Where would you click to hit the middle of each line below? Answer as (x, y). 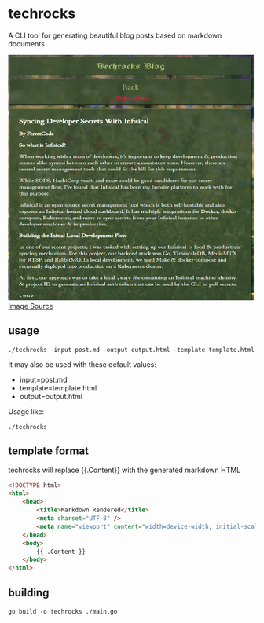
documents (26, 43)
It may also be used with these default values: (82, 364)
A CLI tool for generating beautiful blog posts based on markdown (115, 35)
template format (48, 451)
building (29, 593)
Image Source (31, 306)
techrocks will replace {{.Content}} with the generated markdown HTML (125, 470)
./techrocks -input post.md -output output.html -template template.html (132, 350)
